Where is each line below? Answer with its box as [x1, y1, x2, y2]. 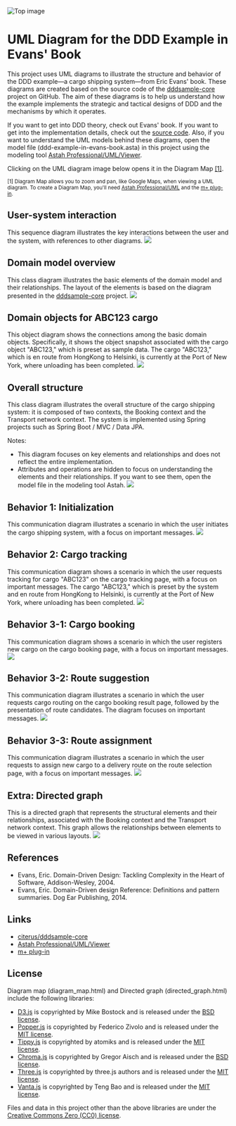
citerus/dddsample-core [17, 932, 88, 941]
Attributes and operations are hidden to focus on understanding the [17, 465, 213, 474]
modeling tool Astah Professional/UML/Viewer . [7, 151, 143, 159]
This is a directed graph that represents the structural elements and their [7, 808, 218, 817]
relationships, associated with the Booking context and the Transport [7, 816, 206, 825]
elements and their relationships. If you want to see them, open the [17, 473, 211, 481]
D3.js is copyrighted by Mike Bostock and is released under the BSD [17, 1007, 215, 1016]
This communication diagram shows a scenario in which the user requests [7, 567, 223, 576]
